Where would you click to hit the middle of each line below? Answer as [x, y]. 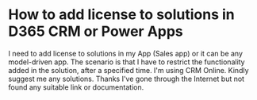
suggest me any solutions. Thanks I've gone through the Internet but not [126, 79]
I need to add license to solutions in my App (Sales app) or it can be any [126, 53]
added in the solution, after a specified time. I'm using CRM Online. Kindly [128, 70]
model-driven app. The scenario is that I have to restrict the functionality [127, 62]
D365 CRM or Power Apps [96, 31]
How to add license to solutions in [122, 15]
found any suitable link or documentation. [76, 87]
